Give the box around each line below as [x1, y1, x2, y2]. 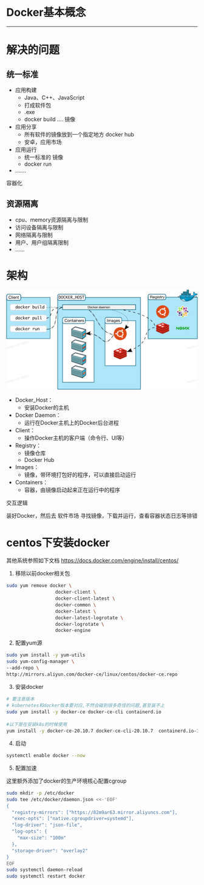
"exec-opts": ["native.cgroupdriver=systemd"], [12, 816, 135, 822]
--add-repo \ [6, 665, 39, 671]
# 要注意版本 [6, 696, 35, 702]
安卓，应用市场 [24, 138, 62, 146]
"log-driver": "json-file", [12, 822, 83, 829]
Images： [15, 464, 39, 471]
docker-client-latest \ [55, 595, 115, 602]
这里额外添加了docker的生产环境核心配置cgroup [6, 777, 127, 784]
